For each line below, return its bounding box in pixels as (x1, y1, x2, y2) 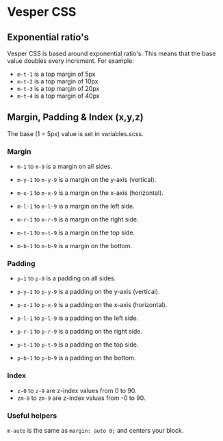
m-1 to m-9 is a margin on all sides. (16, 162, 113, 171)
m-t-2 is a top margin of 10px (16, 77, 99, 85)
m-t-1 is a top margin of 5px (16, 70, 96, 78)
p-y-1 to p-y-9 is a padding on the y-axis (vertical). (16, 288, 160, 296)
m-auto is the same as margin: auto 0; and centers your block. (7, 427, 184, 434)
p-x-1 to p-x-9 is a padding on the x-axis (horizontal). (16, 301, 168, 309)
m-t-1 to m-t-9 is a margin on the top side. (16, 228, 135, 237)
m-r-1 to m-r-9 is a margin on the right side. (16, 215, 139, 224)
